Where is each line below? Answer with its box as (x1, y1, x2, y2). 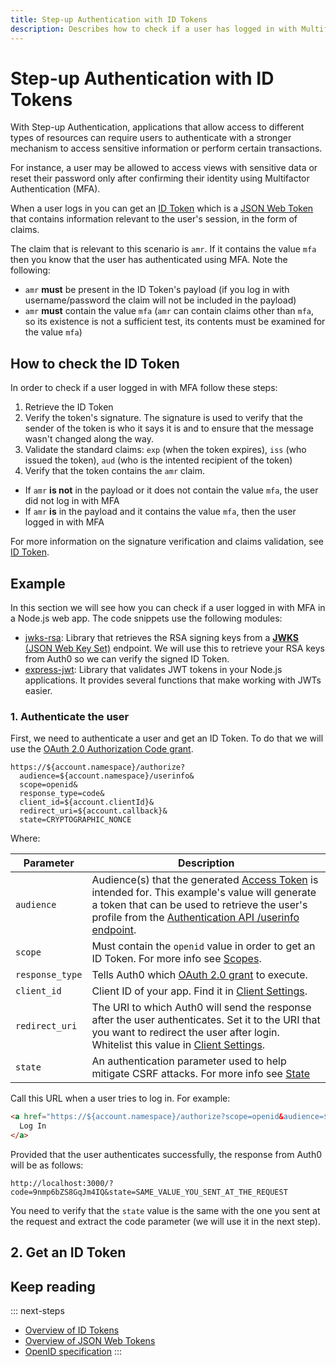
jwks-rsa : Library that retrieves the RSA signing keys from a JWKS (24, 632, 300, 644)
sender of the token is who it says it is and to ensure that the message (24, 422, 314, 435)
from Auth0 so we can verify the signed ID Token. (24, 653, 230, 665)
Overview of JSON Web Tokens (24, 1335, 156, 1347)
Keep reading (10, 1278, 96, 1295)
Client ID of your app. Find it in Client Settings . (91, 984, 308, 998)
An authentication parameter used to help (91, 1054, 287, 1068)
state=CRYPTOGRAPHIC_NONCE (19, 815, 132, 825)
